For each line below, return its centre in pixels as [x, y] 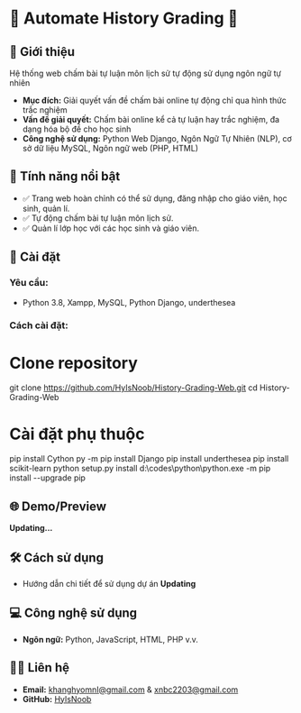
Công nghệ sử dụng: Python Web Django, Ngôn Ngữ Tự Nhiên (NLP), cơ [157, 138]
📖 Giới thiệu [42, 52]
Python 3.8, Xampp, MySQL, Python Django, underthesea [129, 302]
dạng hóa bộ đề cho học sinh [77, 129]
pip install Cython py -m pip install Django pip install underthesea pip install [149, 459]
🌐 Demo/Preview [58, 506]
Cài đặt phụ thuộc [77, 434]
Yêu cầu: [29, 283]
